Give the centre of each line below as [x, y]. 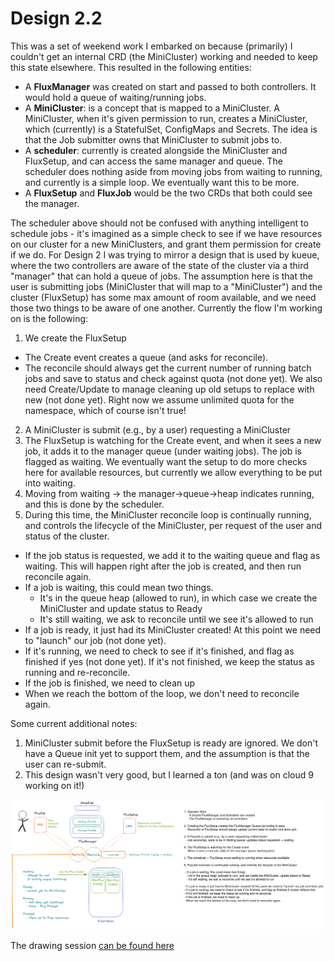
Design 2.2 [56, 18]
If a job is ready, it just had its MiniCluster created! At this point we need [173, 629]
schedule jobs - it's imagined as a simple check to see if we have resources [166, 233]
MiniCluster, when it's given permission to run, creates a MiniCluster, [166, 118]
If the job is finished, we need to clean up [110, 683]
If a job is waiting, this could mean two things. [119, 587]
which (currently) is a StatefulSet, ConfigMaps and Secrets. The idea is [171, 129]
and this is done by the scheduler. [94, 504]
